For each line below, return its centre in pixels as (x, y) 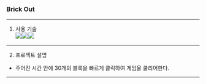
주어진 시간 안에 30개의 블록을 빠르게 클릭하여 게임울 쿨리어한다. (92, 68)
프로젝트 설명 (31, 55)
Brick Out (21, 9)
